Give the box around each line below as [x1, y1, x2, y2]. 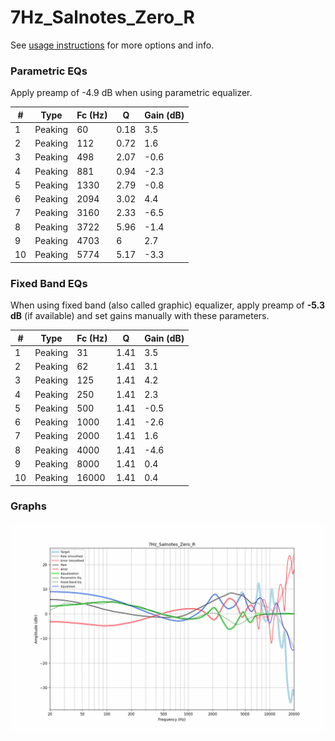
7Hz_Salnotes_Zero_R [10, 6, 195, 29]
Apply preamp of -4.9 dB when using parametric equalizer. [10, 87, 253, 99]
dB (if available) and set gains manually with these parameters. [10, 310, 270, 322]
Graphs [10, 499, 47, 513]
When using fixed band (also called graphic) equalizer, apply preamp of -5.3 [10, 299, 325, 311]
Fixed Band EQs [10, 276, 88, 290]
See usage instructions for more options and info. [10, 39, 215, 51]
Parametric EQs [10, 64, 88, 78]
